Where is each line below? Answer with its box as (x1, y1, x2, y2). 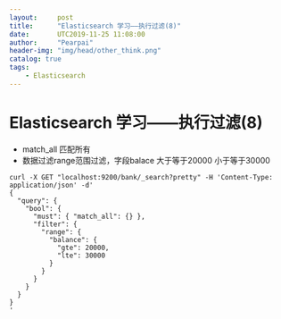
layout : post (9, 13, 74, 22)
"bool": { (25, 204, 62, 213)
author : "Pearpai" (9, 38, 94, 47)
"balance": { (48, 235, 98, 244)
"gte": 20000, (56, 243, 110, 252)
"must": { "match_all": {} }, (32, 212, 145, 221)
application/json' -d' (9, 180, 94, 189)
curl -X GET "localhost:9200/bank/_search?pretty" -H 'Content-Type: (9, 172, 274, 181)
